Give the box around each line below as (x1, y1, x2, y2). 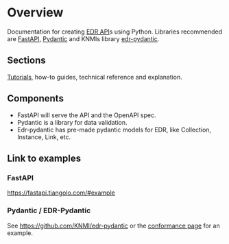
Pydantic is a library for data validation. (16, 118, 128, 126)
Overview (7, 5, 64, 21)
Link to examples (7, 152, 81, 164)
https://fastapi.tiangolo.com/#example (7, 188, 115, 197)
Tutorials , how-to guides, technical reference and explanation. (7, 73, 183, 81)
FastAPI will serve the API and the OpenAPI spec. (16, 111, 156, 119)
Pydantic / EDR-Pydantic (7, 206, 91, 215)
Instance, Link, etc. (16, 132, 71, 141)
